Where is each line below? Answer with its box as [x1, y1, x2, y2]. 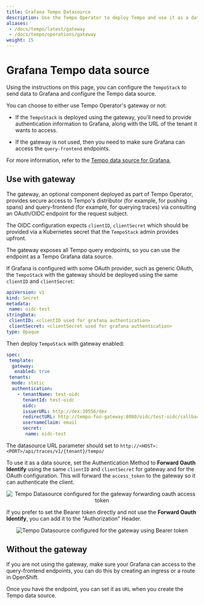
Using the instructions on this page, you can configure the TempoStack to [6, 83, 187, 91]
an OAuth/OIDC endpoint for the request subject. [6, 209, 129, 217]
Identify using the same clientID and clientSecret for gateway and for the [6, 465, 194, 472]
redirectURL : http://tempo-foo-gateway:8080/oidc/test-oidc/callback [22, 414, 202, 420]
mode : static [12, 380, 45, 386]
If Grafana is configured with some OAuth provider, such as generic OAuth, [6, 264, 194, 271]
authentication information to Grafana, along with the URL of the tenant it [15, 120, 197, 127]
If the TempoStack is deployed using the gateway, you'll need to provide [15, 113, 192, 121]
